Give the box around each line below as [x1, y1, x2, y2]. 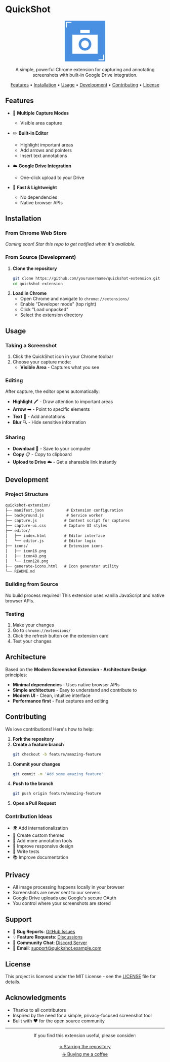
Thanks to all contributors [12, 1007, 67, 1013]
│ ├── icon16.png [5, 549, 47, 554]
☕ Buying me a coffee [62, 1051, 108, 1057]
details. [5, 979, 21, 985]
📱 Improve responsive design [12, 843, 74, 849]
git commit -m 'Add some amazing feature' [12, 771, 104, 776]
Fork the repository [12, 736, 54, 742]
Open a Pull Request [12, 800, 57, 806]
